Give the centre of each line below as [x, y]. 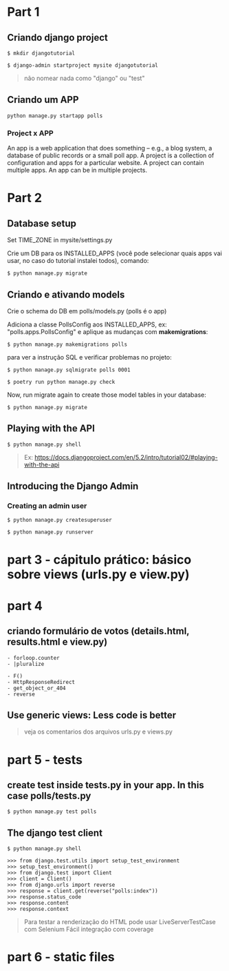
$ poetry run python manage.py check [61, 382]
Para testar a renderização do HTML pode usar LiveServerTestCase [120, 922]
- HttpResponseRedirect [41, 682]
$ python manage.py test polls [52, 812]
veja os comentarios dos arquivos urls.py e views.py [98, 732]
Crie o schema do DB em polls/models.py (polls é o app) [87, 311]
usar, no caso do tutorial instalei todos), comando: [78, 261]
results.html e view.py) [57, 642]
